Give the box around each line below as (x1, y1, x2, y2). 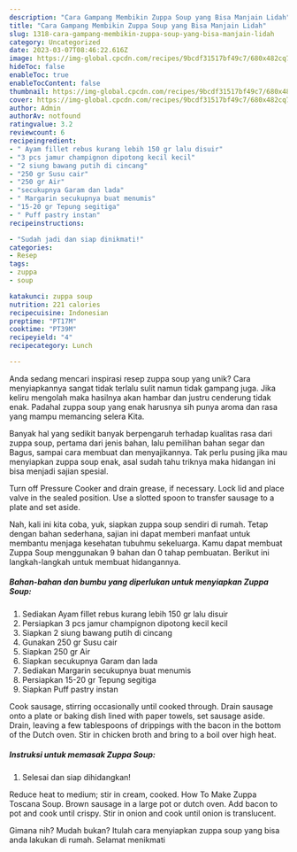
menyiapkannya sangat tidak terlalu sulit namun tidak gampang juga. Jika (9, 383, 277, 393)
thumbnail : (9, 87, 49, 96)
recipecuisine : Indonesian (9, 308, 109, 317)
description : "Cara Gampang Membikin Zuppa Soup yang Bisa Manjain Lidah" (9, 12, 291, 22)
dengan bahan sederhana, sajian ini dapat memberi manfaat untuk (9, 528, 251, 538)
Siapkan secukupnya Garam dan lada (21, 655, 158, 666)
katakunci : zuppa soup (9, 291, 93, 301)
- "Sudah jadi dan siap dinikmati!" (9, 235, 144, 244)
